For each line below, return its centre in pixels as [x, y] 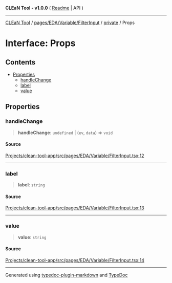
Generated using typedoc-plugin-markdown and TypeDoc [67, 275]
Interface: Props [40, 43]
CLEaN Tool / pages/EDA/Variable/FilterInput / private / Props [70, 23]
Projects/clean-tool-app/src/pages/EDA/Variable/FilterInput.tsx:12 [75, 156]
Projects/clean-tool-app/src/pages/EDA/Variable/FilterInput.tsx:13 [75, 208]
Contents [20, 62]
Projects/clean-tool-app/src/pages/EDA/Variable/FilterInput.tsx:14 [75, 260]
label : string [31, 185]
